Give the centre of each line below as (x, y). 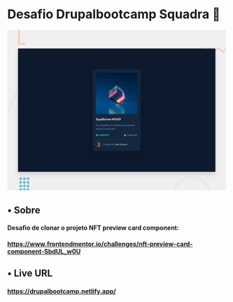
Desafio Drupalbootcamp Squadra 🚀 (114, 14)
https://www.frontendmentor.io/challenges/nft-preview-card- (100, 244)
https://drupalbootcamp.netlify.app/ (62, 291)
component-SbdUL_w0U (44, 251)
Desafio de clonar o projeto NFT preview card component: (93, 228)
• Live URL (30, 274)
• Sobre (24, 210)
